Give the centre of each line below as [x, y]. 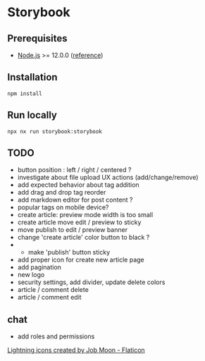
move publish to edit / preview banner [73, 230]
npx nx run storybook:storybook [55, 131]
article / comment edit [50, 298]
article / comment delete [53, 290]
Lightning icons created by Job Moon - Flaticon [76, 350]
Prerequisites [37, 38]
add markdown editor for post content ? [75, 200]
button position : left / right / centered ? [74, 170]
